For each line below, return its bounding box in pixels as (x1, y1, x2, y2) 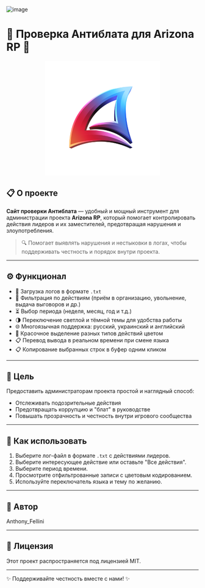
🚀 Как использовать (6, 436, 87, 446)
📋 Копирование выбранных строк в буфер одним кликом (15, 345, 167, 353)
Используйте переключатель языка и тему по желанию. (15, 478, 163, 485)
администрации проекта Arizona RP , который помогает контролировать (6, 214, 196, 221)
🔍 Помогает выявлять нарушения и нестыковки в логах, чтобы (21, 239, 187, 246)
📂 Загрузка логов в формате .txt (15, 287, 102, 295)
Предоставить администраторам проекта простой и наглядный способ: (6, 388, 195, 395)
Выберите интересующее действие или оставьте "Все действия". (15, 458, 187, 466)
